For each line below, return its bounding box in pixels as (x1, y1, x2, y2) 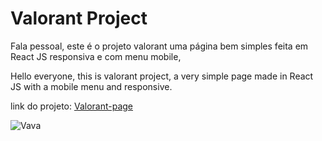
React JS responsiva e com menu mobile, (10, 50, 182, 62)
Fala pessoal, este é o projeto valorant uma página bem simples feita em (10, 40, 309, 52)
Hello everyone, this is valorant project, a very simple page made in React (10, 70, 314, 82)
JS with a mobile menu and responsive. (10, 80, 173, 92)
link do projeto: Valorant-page (10, 100, 134, 112)
